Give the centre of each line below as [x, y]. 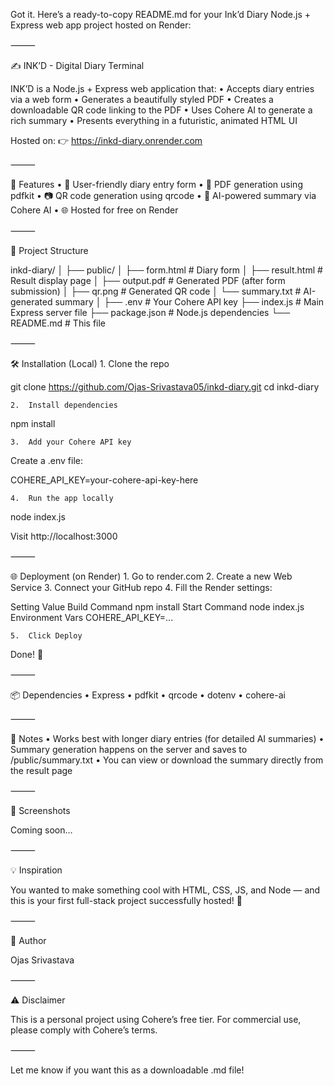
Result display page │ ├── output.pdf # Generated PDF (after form [148, 280]
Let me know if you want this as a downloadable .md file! [127, 1070]
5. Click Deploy [46, 636]
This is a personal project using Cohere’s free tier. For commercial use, [156, 1019]
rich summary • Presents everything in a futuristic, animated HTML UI [154, 120]
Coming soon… [41, 830]
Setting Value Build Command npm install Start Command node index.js [157, 607]
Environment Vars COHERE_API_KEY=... [92, 617]
